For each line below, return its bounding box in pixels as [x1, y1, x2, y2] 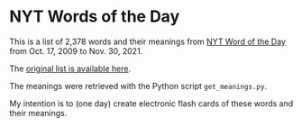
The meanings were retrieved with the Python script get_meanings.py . [9, 80, 268, 91]
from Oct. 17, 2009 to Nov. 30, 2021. [9, 45, 143, 56]
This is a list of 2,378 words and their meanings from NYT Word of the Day [9, 36, 287, 47]
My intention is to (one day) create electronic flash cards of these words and [9, 97, 294, 109]
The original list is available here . [9, 63, 132, 74]
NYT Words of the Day [9, 6, 180, 27]
